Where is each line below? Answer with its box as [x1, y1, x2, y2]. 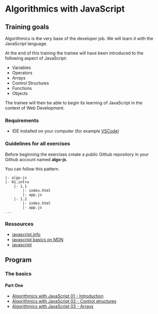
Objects [12, 91, 28, 96]
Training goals [5, 23, 49, 31]
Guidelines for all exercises [5, 140, 70, 147]
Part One [5, 282, 23, 288]
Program [5, 256, 32, 264]
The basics [5, 270, 32, 277]
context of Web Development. [5, 105, 65, 111]
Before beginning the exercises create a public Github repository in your [5, 151, 149, 157]
